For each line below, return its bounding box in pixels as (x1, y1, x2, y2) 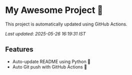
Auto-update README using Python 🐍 (12, 58, 91, 64)
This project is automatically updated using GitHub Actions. (5, 21, 127, 27)
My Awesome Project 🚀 (5, 4, 103, 16)
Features (5, 45, 33, 54)
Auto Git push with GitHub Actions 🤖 (12, 63, 87, 69)
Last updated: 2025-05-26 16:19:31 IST (5, 30, 86, 36)
